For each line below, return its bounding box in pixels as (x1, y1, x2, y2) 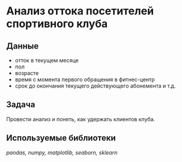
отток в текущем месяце (14, 57, 79, 64)
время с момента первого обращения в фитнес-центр (14, 76, 155, 83)
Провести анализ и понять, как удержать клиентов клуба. (6, 115, 155, 122)
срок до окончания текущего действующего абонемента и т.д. (14, 82, 176, 89)
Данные (6, 41, 39, 51)
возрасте (14, 70, 39, 76)
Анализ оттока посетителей (6, 4, 154, 18)
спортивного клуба (6, 17, 108, 31)
